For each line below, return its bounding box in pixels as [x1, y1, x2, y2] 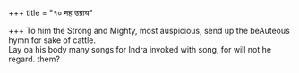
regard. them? [8, 53, 60, 64]
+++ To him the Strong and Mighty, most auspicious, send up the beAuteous [8, 26, 290, 36]
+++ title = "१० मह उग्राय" [8, 8, 93, 18]
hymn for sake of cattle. [8, 35, 96, 45]
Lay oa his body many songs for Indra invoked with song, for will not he [8, 45, 272, 54]
